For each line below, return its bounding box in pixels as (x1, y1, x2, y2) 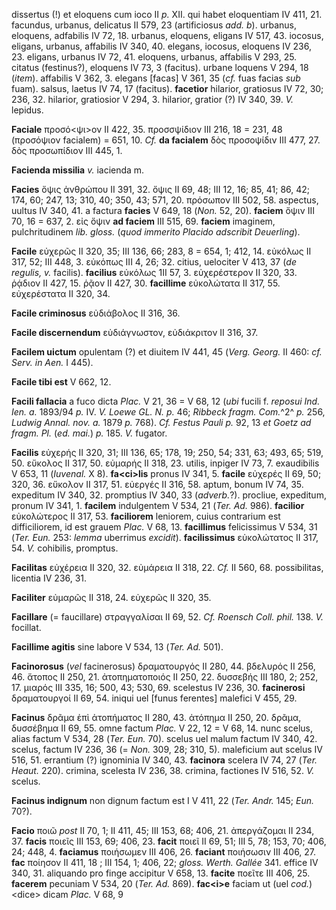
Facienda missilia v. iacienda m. (11, 164, 145, 176)
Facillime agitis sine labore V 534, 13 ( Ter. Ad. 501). (11, 641, 224, 653)
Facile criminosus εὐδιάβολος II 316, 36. (11, 307, 181, 319)
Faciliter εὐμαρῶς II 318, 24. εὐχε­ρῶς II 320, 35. (11, 592, 212, 603)
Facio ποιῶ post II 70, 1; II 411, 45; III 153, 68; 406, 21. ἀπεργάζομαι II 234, (11, 825, 315, 836)
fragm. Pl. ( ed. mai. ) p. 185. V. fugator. (11, 427, 168, 439)
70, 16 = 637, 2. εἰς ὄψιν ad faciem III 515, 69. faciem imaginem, (11, 215, 276, 227)
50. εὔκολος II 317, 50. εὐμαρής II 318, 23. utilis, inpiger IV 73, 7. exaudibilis (11, 457, 320, 469)
